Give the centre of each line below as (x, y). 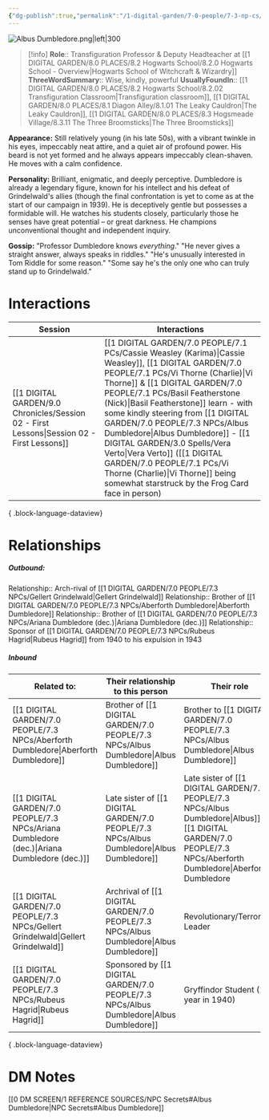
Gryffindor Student (219, 989)
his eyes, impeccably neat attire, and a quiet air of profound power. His (125, 146)
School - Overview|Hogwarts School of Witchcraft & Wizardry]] (132, 71)
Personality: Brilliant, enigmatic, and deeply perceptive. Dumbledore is (125, 179)
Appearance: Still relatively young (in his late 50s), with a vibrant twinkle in (132, 138)
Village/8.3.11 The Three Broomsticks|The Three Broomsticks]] (131, 122)
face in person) (132, 493)
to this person (141, 691)
